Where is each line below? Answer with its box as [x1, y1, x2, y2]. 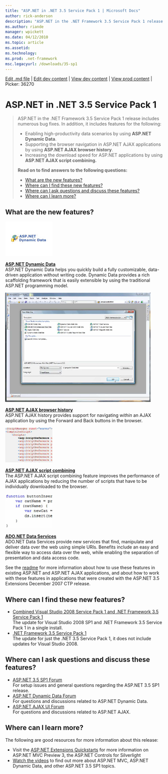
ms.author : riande [5, 24, 44, 29]
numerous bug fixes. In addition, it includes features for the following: [17, 121, 162, 127]
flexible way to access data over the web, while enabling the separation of [5, 549, 159, 556]
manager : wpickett [5, 29, 44, 35]
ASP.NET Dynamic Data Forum [12, 693, 76, 699]
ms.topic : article [5, 40, 44, 45]
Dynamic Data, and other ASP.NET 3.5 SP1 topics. [12, 762, 116, 769]
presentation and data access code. [5, 555, 80, 561]
